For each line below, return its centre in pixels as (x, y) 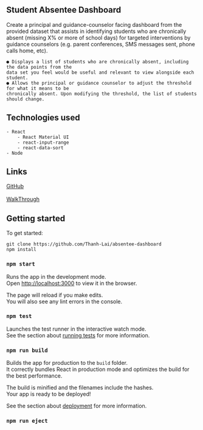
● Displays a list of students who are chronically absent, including (98, 62)
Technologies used (43, 118)
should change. (26, 99)
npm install (21, 250)
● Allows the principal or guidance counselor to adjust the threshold (99, 83)
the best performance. (34, 376)
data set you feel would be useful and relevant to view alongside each (100, 72)
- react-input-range (43, 143)
